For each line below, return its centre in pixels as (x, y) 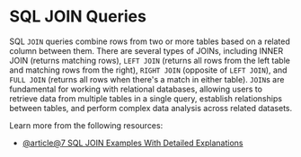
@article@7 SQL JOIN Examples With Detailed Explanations (133, 143)
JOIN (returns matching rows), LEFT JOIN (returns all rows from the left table (150, 60)
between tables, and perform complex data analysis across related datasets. (151, 108)
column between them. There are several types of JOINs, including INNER (146, 50)
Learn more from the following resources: (86, 125)
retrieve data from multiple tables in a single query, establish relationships (146, 98)
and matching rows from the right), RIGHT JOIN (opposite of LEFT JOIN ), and (148, 70)
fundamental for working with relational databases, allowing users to (136, 89)
